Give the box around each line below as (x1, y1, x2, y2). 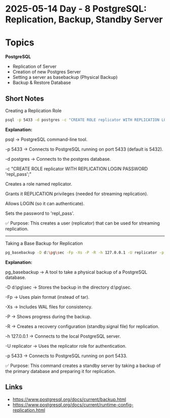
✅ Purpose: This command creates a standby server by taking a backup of (5, 362, 161, 368)
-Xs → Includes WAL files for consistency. (5, 304, 93, 310)
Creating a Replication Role (5, 107, 62, 114)
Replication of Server (12, 64, 57, 70)
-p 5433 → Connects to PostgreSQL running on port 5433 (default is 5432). (5, 146, 163, 152)
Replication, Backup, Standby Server (5, 14, 163, 25)
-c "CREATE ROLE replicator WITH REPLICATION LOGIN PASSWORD (5, 165, 148, 172)
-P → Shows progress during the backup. (5, 313, 92, 319)
